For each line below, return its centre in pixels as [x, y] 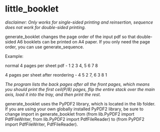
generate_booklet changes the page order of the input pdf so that [70, 37]
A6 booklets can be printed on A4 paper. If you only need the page [84, 41]
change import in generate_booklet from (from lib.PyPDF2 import [70, 114]
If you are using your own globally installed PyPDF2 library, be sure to [74, 109]
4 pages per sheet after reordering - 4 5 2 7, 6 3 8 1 [56, 75]
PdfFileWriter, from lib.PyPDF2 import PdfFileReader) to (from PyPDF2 [75, 119]
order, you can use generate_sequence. [45, 47]
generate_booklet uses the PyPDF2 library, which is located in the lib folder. [80, 104]
